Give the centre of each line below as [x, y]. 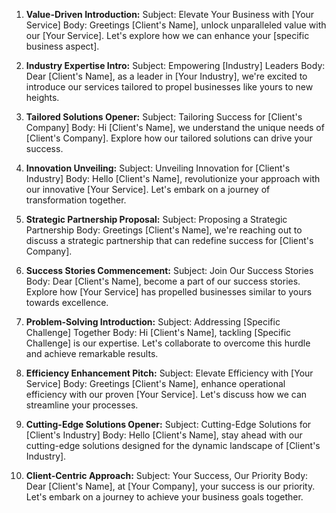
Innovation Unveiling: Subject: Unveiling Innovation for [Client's [158, 168]
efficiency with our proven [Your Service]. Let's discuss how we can [166, 394]
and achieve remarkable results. [92, 353]
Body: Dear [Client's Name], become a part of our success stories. [163, 281]
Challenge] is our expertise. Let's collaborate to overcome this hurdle [168, 343]
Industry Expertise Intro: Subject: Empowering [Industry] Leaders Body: [175, 65]
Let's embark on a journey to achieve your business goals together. [164, 497]
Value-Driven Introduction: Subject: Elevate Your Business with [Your [170, 14]
